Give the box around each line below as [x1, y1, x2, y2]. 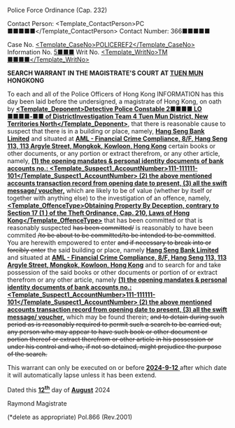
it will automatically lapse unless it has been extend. [7, 371, 157, 379]
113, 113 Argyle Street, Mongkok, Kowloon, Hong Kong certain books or [7, 142, 216, 150]
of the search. [7, 350, 48, 358]
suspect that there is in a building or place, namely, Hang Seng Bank [7, 127, 205, 135]
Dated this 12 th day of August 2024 [7, 385, 111, 394]
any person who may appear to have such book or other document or [7, 328, 208, 336]
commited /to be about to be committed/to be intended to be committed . [7, 231, 216, 239]
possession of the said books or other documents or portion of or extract [7, 269, 218, 276]
